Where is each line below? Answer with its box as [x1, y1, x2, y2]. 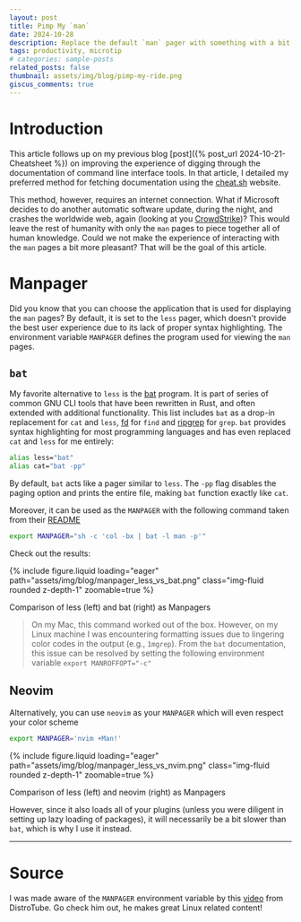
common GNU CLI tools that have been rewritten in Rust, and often [9, 398, 255, 409]
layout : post [9, 13, 58, 22]
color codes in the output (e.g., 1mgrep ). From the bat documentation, [30, 638, 287, 648]
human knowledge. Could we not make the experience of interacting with [9, 232, 280, 243]
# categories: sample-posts [9, 55, 115, 64]
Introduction [9, 118, 104, 139]
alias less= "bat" [9, 454, 74, 463]
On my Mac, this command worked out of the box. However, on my [30, 619, 279, 630]
